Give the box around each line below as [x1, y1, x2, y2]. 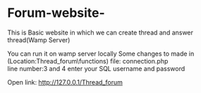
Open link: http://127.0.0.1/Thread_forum [7, 77, 123, 86]
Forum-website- [7, 5, 106, 21]
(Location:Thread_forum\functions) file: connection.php [7, 56, 169, 65]
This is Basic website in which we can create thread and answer [7, 28, 194, 37]
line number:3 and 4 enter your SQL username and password [7, 64, 185, 73]
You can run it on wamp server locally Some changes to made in [7, 49, 195, 58]
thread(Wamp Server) [7, 35, 71, 44]
